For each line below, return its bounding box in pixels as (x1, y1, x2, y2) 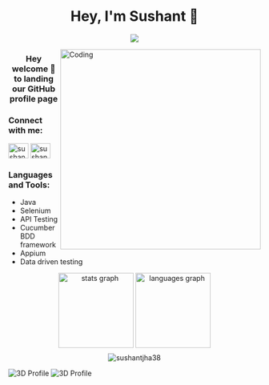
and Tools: (8, 179, 50, 190)
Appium (19, 248, 46, 259)
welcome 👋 (11, 63, 56, 74)
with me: (8, 124, 43, 135)
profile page (9, 93, 58, 104)
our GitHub (11, 83, 56, 94)
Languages (8, 170, 54, 181)
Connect (8, 114, 42, 126)
